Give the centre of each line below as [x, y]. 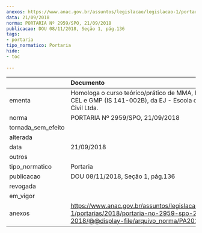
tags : [13, 34]
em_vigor [22, 196]
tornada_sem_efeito [37, 127]
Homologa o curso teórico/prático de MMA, [132, 93]
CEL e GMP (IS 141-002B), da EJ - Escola [131, 100]
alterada [21, 137]
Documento [88, 82]
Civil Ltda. [84, 108]
